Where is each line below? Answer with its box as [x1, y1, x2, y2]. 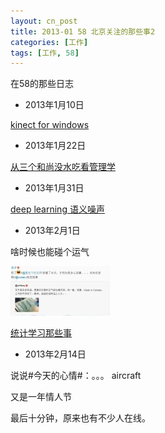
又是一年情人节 [10, 391, 72, 403]
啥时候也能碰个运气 [10, 246, 90, 258]
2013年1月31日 [24, 182, 85, 194]
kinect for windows [10, 119, 90, 131]
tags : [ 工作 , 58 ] [10, 48, 80, 58]
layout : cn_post [10, 16, 78, 26]
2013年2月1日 [24, 225, 81, 237]
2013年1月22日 [24, 140, 87, 152]
